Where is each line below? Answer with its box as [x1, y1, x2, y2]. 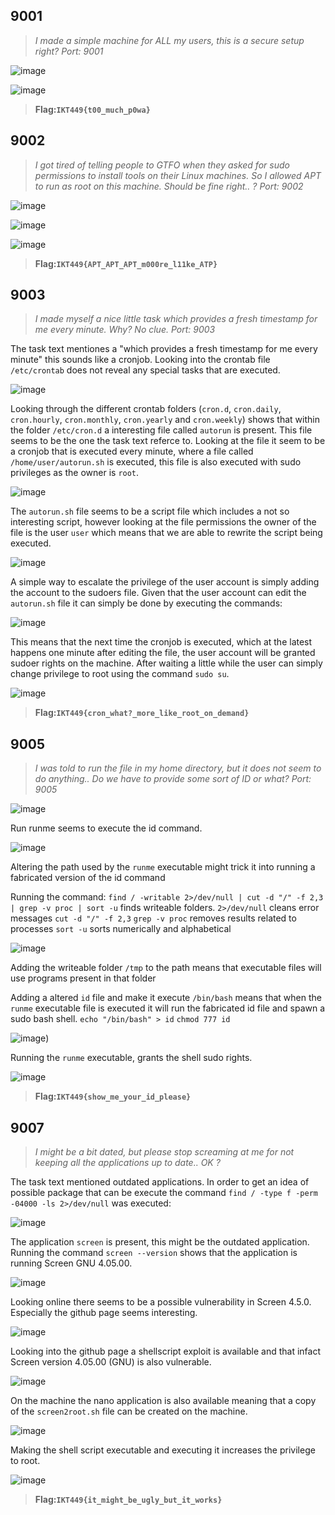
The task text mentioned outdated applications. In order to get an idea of [10, 1176, 310, 1188]
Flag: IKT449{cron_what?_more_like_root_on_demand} [34, 707, 250, 719]
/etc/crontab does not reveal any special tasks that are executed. [10, 364, 281, 376]
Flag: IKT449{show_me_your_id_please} [34, 1090, 192, 1103]
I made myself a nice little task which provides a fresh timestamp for [34, 313, 318, 325]
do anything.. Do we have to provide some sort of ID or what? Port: [34, 773, 312, 785]
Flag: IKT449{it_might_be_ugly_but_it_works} [34, 1494, 223, 1506]
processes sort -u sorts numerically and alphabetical [10, 923, 232, 935]
